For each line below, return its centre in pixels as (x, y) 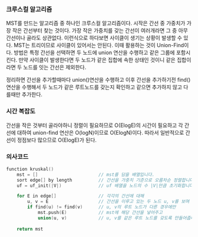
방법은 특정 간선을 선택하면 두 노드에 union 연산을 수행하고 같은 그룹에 (94, 53)
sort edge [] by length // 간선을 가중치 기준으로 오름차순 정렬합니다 (105, 180)
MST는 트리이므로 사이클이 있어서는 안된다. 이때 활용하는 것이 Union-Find (99, 45)
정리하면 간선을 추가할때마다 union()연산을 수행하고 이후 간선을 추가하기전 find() (98, 80)
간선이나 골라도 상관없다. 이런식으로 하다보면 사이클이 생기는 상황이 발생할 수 (94, 38)
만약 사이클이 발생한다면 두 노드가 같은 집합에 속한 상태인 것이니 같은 (97, 60)
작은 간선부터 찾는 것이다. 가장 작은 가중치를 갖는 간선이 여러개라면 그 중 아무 (100, 31)
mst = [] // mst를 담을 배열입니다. (86, 175)
